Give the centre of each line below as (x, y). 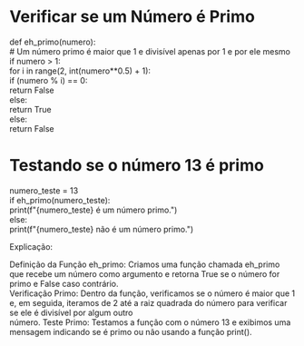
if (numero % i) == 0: (49, 80)
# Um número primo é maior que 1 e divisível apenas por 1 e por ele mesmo (150, 51)
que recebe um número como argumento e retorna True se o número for (145, 273)
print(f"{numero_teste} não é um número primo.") (102, 229)
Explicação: (31, 246)
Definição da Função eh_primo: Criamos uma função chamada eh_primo (145, 264)
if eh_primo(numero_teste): (60, 200)
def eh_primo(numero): (53, 42)
